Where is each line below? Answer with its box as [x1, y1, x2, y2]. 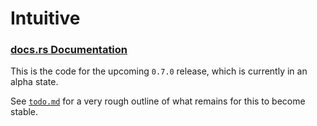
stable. [10, 106, 39, 118]
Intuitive [10, 7, 81, 30]
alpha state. [10, 76, 59, 88]
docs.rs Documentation [10, 43, 128, 57]
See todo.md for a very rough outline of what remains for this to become [10, 95, 306, 107]
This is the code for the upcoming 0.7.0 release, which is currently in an [10, 65, 308, 77]
